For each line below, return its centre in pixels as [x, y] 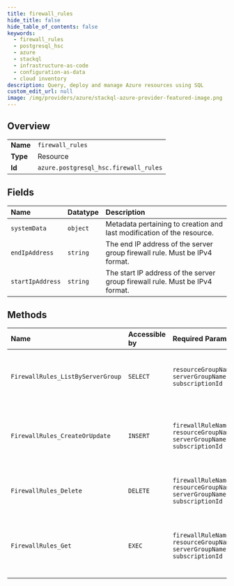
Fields [21, 193]
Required [188, 339]
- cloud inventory [40, 78]
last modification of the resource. [159, 232]
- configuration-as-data [49, 72]
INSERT [139, 436]
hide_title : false [34, 20]
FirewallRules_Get [41, 546]
